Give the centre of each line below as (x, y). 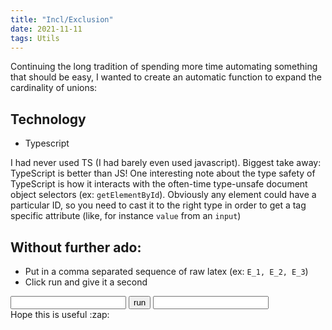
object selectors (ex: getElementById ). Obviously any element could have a (163, 195)
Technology (48, 119)
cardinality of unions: (54, 88)
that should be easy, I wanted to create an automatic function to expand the (166, 77)
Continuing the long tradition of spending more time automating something (164, 67)
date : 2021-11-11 (46, 29)
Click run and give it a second (86, 282)
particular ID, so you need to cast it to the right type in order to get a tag (158, 205)
